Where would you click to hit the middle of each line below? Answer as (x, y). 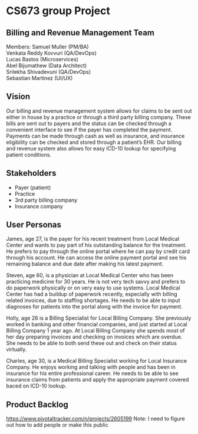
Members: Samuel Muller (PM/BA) (48, 47)
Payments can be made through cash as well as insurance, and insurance (95, 136)
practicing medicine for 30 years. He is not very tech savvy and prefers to (96, 282)
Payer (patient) (33, 188)
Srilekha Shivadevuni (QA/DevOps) (49, 72)
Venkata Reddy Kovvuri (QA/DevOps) (52, 53)
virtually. (16, 350)
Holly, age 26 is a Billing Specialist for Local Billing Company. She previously (99, 318)
